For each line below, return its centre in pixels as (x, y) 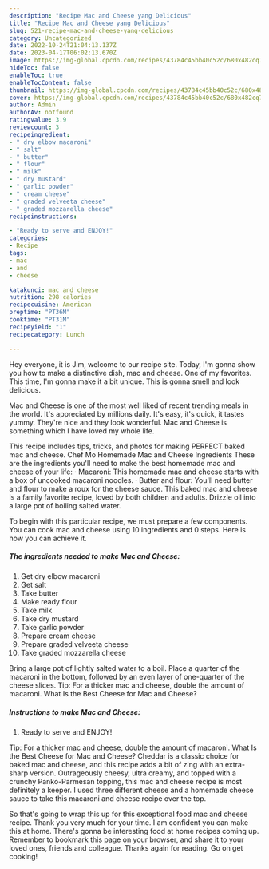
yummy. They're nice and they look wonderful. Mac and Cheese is (118, 422)
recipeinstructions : (44, 217)
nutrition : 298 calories (50, 297)
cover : (20, 98)
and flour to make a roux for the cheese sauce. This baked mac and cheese (133, 488)
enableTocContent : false (50, 82)
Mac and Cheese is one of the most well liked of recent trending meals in (129, 405)
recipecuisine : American (50, 305)
